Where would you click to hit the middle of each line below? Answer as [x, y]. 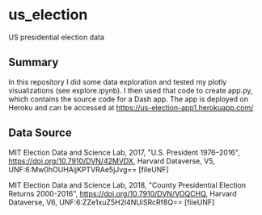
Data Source [40, 133]
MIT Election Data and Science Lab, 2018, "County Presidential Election [127, 185]
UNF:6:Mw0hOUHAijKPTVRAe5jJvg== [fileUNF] [89, 169]
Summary [34, 62]
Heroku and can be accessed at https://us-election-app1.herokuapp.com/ [131, 107]
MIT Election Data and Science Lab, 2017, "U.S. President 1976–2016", [124, 152]
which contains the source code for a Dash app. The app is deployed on [129, 99]
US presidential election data [57, 37]
